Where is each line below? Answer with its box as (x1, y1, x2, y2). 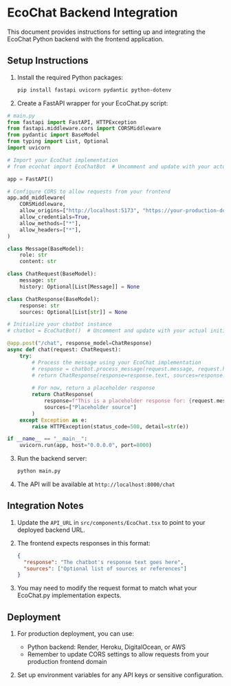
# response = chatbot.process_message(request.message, (32, 365, 195, 373)
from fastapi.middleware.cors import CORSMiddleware (7, 125, 162, 132)
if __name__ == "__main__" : (7, 435, 88, 442)
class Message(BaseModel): (7, 245, 85, 252)
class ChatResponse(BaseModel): (7, 295, 100, 302)
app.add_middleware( (7, 194, 67, 201)
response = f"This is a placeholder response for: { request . (43, 397, 217, 404)
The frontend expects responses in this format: (16, 539, 151, 547)
